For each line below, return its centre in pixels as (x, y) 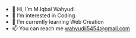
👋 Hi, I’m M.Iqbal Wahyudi (43, 9)
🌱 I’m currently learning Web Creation (58, 22)
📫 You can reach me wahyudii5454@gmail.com (71, 28)
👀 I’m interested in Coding (43, 15)
